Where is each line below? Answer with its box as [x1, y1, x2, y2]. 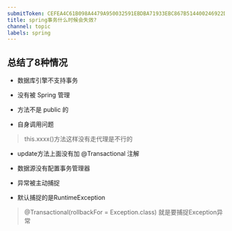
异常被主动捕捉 [17, 179, 60, 187]
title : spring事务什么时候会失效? [7, 17, 97, 23]
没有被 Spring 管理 [17, 91, 70, 99]
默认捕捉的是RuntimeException [17, 194, 106, 202]
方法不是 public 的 [17, 106, 69, 114]
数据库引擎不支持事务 [17, 77, 78, 85]
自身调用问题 [17, 120, 54, 128]
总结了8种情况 [7, 57, 68, 68]
